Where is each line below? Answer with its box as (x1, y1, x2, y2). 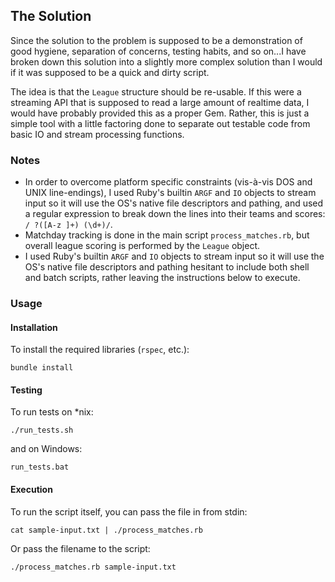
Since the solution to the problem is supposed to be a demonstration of (10, 34, 303, 46)
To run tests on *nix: (10, 406, 94, 418)
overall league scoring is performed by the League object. (24, 240, 261, 252)
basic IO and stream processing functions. (10, 128, 185, 140)
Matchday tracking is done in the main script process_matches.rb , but (24, 229, 310, 241)
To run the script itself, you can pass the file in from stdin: (10, 505, 248, 518)
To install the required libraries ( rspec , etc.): (10, 344, 190, 356)
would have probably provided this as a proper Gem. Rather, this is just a (10, 107, 310, 119)
